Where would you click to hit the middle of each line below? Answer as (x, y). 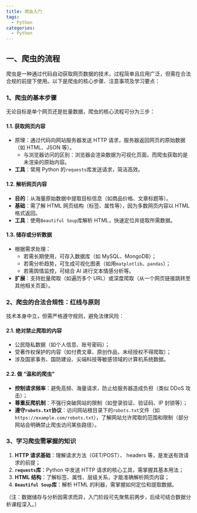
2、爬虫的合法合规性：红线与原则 (53, 302)
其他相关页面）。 (34, 286)
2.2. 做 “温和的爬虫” (30, 373)
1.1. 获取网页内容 (26, 126)
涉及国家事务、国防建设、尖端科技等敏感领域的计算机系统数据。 (91, 359)
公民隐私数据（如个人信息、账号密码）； (62, 345)
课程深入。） (25, 504)
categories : (21, 28)
